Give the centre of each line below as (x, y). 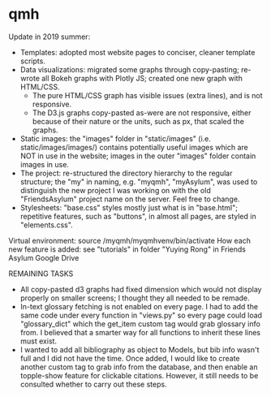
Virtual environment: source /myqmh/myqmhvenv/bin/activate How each (130, 240)
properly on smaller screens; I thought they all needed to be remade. (135, 298)
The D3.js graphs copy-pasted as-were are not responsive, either (142, 112)
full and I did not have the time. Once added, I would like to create (130, 358)
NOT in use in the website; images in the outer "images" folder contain (138, 156)
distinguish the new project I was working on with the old (115, 190)
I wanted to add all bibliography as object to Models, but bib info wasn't (140, 349)
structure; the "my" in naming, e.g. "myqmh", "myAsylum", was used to (139, 181)
